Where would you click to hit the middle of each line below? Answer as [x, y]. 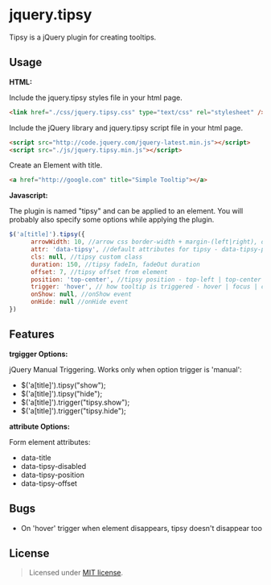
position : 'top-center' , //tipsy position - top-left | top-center [146, 280]
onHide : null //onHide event [79, 302]
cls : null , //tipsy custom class [86, 257]
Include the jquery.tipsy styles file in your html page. [96, 97]
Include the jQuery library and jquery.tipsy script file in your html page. [126, 127]
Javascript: [29, 196]
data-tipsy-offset [49, 483]
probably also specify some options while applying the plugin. [112, 220]
